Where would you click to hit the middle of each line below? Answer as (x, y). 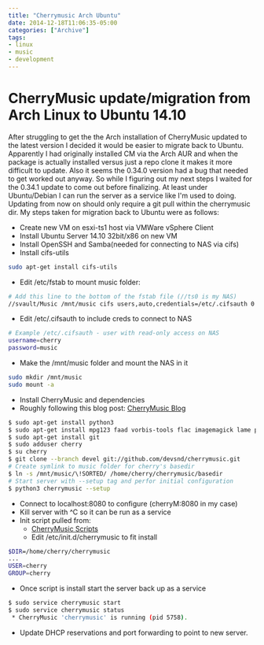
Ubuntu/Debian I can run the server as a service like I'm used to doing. (123, 195)
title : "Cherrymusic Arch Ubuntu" (65, 15)
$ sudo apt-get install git (54, 437)
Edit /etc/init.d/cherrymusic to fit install (94, 537)
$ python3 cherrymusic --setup (59, 488)
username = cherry (35, 341)
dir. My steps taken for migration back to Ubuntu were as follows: (114, 212)
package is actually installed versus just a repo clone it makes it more (121, 161)
